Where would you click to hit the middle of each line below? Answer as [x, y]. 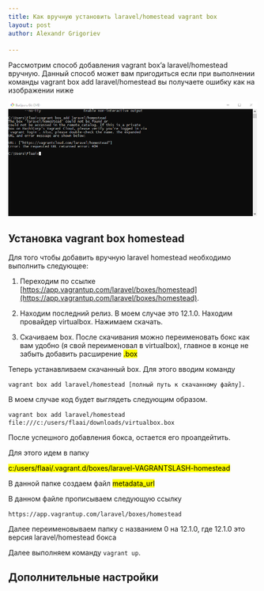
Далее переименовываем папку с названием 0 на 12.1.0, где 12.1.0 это [127, 528]
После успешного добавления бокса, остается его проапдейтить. [119, 437]
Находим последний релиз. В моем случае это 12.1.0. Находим [126, 313]
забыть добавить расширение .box [79, 354]
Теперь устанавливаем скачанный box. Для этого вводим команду [122, 369]
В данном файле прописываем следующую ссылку [95, 498]
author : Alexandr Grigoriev [55, 33]
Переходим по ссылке [58, 281]
